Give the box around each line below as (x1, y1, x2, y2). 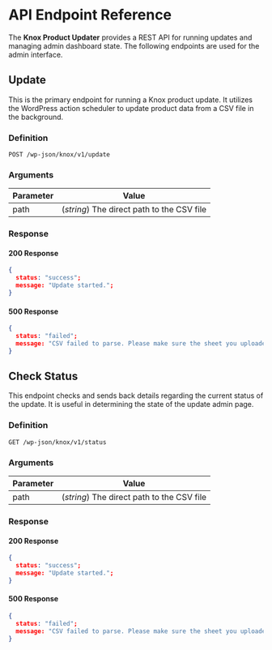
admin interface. (8, 49, 63, 59)
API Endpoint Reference (8, 6, 172, 24)
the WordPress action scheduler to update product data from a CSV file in (8, 103, 254, 113)
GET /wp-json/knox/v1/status (8, 438, 107, 447)
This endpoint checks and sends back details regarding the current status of (8, 391, 264, 400)
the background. (8, 112, 64, 122)
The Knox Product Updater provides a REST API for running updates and (8, 32, 253, 42)
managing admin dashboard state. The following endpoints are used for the (8, 41, 260, 50)
